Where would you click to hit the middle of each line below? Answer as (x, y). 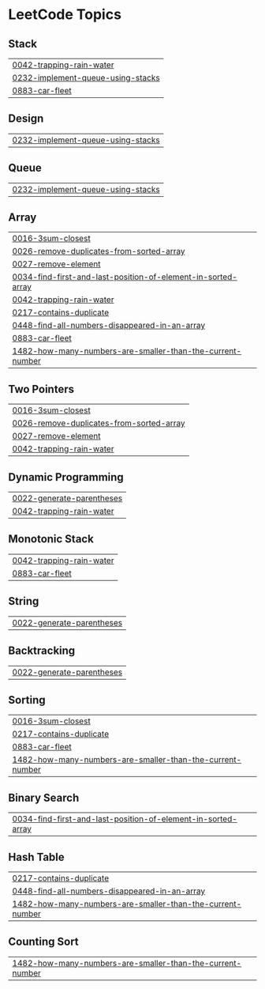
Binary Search (44, 797)
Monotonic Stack (51, 539)
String (24, 601)
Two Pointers (41, 389)
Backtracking (42, 651)
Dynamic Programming (66, 477)
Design (26, 119)
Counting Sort (43, 942)
